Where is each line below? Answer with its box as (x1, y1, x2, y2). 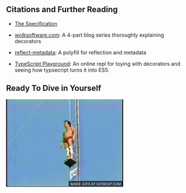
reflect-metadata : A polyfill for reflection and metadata (14, 49, 147, 56)
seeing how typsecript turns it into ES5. (14, 66, 109, 73)
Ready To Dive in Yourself (6, 83, 101, 93)
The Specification (14, 20, 57, 27)
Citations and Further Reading (6, 5, 118, 15)
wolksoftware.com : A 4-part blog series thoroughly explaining (14, 31, 164, 38)
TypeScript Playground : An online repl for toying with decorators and (14, 60, 180, 67)
